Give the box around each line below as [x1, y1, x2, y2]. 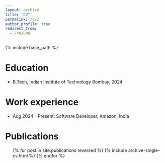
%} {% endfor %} [29, 152, 65, 158]
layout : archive [5, 7, 39, 13]
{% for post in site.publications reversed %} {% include [12, 147, 127, 153]
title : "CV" [5, 12, 30, 17]
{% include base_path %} [5, 45, 58, 50]
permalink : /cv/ [5, 17, 39, 22]
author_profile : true [5, 21, 51, 27]
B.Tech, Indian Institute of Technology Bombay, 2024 [12, 78, 123, 85]
